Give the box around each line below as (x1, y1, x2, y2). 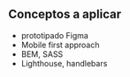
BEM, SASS (20, 48, 64, 59)
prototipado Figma (20, 30, 89, 40)
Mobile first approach (20, 39, 100, 50)
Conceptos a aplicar (8, 7, 121, 22)
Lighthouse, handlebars (20, 58, 108, 68)
